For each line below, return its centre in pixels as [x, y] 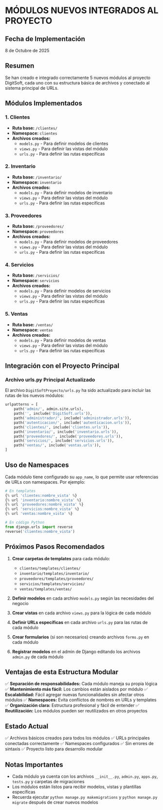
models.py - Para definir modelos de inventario [66, 192]
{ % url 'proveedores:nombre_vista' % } [44, 505]
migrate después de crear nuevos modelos [55, 802]
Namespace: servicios [36, 281]
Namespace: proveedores [38, 231]
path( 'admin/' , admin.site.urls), [49, 409]
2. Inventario [20, 166]
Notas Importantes [34, 764]
